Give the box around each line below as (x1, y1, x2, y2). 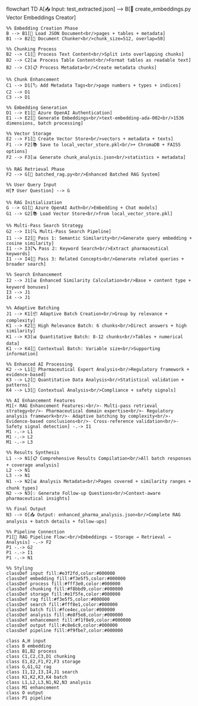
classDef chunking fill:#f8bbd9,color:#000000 (6, 586, 123, 592)
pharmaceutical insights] (6, 495, 70, 501)
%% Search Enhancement (6, 272, 62, 278)
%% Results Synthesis (6, 450, 60, 456)
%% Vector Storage (6, 131, 52, 136)
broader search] (6, 261, 46, 267)
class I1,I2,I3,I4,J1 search (6, 669, 78, 675)
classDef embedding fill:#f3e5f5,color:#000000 (6, 575, 126, 581)
